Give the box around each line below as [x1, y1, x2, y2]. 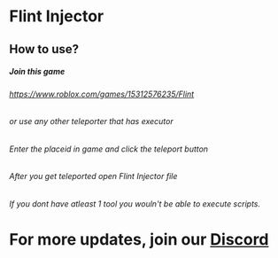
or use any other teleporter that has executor [9, 116, 174, 127]
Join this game [9, 66, 66, 77]
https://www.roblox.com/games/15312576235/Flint [9, 89, 195, 99]
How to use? [9, 42, 80, 57]
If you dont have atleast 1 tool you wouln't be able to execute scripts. [9, 198, 261, 209]
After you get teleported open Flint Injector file [9, 171, 178, 182]
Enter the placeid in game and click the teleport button [9, 144, 209, 154]
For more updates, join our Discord [9, 230, 269, 250]
